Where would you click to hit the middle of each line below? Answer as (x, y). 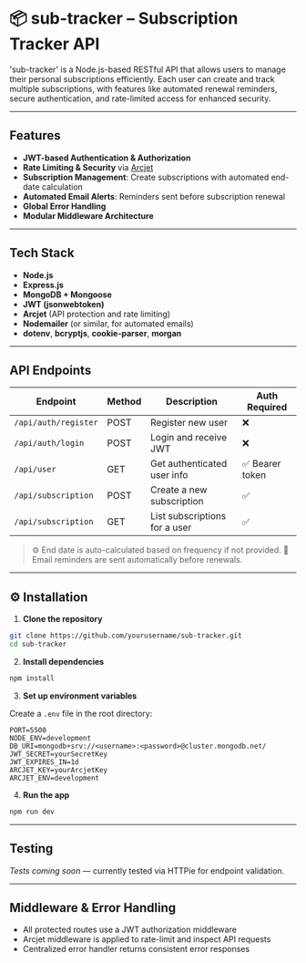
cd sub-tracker (38, 645)
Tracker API (55, 44)
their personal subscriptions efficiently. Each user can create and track (142, 78)
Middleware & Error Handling (93, 908)
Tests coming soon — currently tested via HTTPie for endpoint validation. (147, 870)
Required (267, 408)
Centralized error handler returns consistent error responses (136, 949)
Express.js (43, 285)
